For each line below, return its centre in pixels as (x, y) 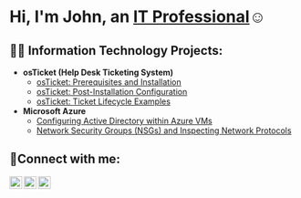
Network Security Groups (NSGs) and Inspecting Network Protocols (164, 130)
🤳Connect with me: (65, 159)
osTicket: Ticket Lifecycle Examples (104, 101)
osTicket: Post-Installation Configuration (112, 92)
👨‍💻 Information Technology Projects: (116, 51)
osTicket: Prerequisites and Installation (109, 82)
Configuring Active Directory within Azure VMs (124, 121)
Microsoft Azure (54, 111)
